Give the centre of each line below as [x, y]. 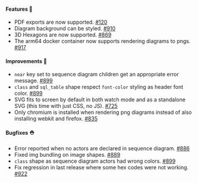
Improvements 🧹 [26, 61]
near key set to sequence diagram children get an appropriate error [96, 75]
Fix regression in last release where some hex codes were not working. [101, 167]
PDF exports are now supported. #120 [61, 22]
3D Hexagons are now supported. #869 [63, 35]
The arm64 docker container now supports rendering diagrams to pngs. [102, 41]
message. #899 [33, 80]
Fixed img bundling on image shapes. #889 [67, 154]
